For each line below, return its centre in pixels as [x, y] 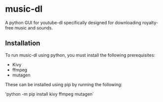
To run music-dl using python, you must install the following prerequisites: [80, 55]
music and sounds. [34, 27]
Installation [23, 43]
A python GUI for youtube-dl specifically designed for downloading [73, 23]
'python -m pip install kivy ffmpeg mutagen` [50, 94]
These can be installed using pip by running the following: [64, 84]
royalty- [150, 23]
